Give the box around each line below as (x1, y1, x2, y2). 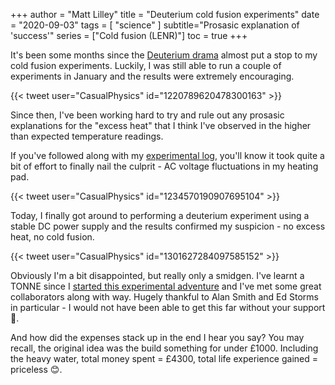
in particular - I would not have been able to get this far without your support (10, 302, 326, 313)
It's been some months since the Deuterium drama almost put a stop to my (10, 49, 318, 61)
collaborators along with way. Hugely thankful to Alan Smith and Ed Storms (10, 291, 320, 303)
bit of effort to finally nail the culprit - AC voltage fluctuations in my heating (10, 160, 319, 172)
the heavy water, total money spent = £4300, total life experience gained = (10, 353, 319, 364)
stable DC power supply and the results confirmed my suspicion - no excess (10, 220, 326, 232)
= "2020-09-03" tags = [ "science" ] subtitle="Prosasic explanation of (10, 19, 300, 31)
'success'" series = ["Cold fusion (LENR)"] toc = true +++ (10, 30, 248, 41)
